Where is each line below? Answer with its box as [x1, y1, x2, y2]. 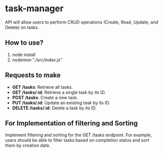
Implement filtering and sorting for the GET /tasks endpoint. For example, [5, 132, 152, 138]
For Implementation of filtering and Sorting [5, 119, 138, 127]
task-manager [5, 3, 64, 14]
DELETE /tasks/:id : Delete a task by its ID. [12, 105, 97, 111]
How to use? [5, 39, 44, 47]
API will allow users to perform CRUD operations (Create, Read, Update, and [5, 19, 159, 25]
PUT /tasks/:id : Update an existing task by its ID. [12, 100, 111, 105]
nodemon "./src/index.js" [12, 57, 62, 63]
